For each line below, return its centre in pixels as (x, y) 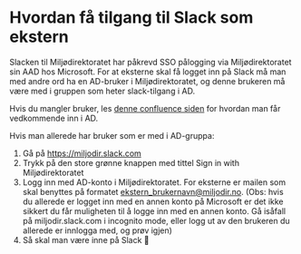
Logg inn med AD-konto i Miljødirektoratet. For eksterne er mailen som (154, 182)
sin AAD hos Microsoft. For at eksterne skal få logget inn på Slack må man (148, 72)
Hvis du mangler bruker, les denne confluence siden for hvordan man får (145, 108)
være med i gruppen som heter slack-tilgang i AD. (102, 91)
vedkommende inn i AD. (54, 118)
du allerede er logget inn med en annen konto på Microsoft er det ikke (153, 201)
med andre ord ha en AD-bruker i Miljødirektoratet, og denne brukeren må (147, 81)
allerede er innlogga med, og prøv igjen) (97, 230)
